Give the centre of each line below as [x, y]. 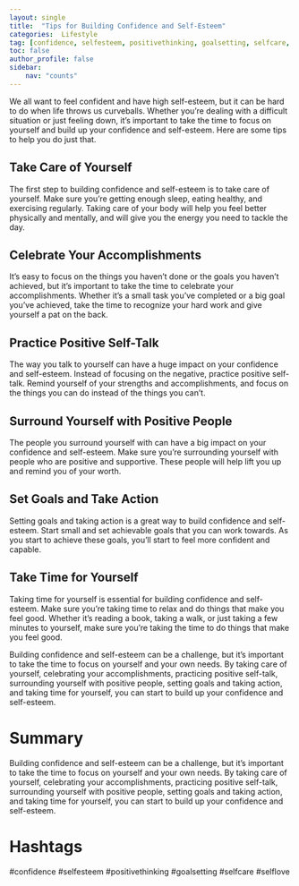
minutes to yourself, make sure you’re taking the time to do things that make [149, 627]
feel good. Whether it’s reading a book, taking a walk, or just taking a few [144, 618]
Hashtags [46, 846]
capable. [26, 549]
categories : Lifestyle [54, 34]
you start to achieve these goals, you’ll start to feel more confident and [140, 540]
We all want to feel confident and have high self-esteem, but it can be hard [147, 101]
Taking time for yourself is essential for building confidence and [127, 599]
